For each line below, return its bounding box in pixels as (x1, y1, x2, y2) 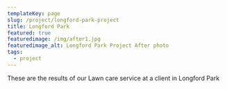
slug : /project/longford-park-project (7, 17, 119, 23)
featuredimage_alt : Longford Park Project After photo (7, 42, 169, 49)
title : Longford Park (7, 23, 70, 30)
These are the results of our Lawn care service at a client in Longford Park (7, 74, 220, 82)
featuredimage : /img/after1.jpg (7, 36, 101, 43)
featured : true (7, 29, 51, 37)
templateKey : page (7, 10, 60, 17)
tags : (7, 49, 23, 56)
